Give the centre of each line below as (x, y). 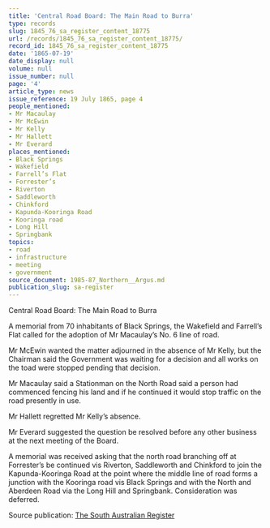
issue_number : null (41, 76)
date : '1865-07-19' (41, 54)
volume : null (30, 69)
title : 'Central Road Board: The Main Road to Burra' (101, 16)
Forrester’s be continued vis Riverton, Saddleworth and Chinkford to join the (135, 465)
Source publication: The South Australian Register (92, 515)
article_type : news (41, 91)
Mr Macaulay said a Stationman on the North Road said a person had (124, 384)
